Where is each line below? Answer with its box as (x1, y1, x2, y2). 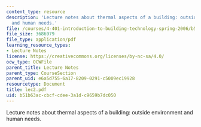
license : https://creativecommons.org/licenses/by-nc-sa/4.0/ (6, 53, 165, 59)
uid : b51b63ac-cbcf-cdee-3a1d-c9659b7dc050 (6, 92, 117, 98)
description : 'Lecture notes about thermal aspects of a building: (6, 14, 178, 20)
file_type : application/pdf (6, 37, 77, 43)
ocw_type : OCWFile (6, 59, 52, 65)
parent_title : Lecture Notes (6, 64, 79, 71)
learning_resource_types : (6, 43, 71, 49)
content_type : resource (6, 8, 66, 15)
